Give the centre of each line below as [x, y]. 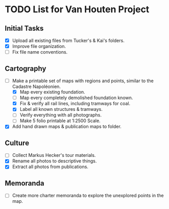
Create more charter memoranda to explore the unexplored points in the [88, 196]
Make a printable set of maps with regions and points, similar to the [83, 81]
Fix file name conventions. [40, 52]
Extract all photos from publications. [50, 167]
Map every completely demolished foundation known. [76, 98]
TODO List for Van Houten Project [77, 9]
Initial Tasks [24, 28]
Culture [17, 143]
